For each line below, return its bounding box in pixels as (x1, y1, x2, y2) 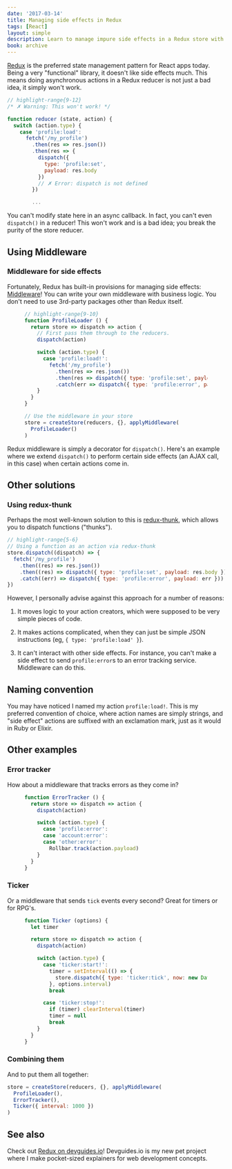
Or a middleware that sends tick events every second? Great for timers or (7, 896, 218, 905)
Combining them (7, 1054, 64, 1064)
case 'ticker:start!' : (42, 961, 108, 968)
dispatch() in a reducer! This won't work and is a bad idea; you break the (7, 219, 216, 227)
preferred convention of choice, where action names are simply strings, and (7, 710, 223, 718)
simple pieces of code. (17, 615, 83, 623)
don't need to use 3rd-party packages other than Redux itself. (7, 297, 184, 305)
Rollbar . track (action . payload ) (49, 845, 139, 852)
